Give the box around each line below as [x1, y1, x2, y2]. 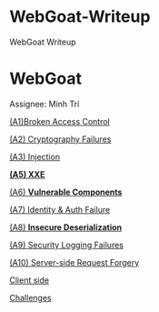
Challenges [9, 292, 52, 303]
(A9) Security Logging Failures [9, 239, 124, 250]
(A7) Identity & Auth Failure [9, 204, 111, 215]
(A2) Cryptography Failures [9, 134, 112, 145]
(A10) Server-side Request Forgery [9, 257, 139, 267]
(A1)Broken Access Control [9, 116, 111, 126]
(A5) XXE [9, 168, 45, 179]
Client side [9, 275, 50, 286]
